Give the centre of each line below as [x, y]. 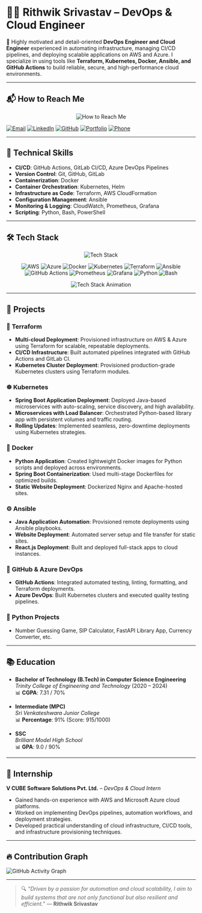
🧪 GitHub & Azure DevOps [44, 569]
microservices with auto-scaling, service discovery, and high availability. [105, 407]
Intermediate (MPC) [40, 706]
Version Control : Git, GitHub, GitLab [60, 173]
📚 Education [31, 662]
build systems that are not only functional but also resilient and [99, 897]
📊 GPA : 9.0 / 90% [38, 747]
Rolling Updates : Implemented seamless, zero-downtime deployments [103, 426]
